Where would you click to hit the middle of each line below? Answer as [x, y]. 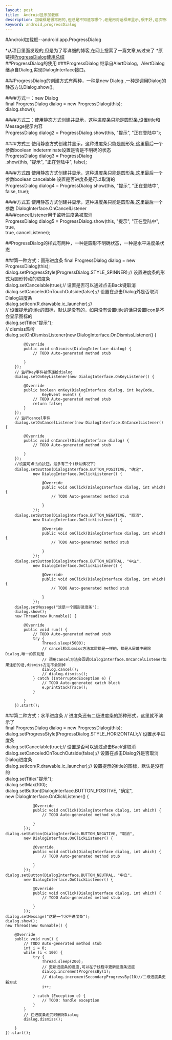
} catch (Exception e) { [59, 996]
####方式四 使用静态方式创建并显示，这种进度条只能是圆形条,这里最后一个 [84, 173]
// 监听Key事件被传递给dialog [44, 372]
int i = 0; [35, 948]
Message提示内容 [24, 126]
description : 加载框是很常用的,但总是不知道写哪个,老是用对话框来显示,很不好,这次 [84, 20]
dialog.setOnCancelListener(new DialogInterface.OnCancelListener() [89, 423]
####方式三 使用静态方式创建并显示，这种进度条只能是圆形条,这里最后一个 [84, 144]
